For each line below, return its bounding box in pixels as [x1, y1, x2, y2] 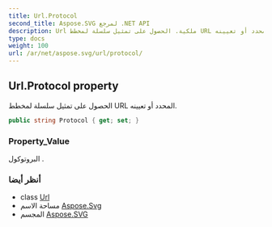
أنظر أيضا [8, 174, 41, 185]
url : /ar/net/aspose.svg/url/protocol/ [8, 49, 143, 57]
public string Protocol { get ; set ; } [8, 116, 139, 124]
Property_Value [8, 135, 70, 146]
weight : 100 [8, 42, 49, 50]
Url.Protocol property [8, 79, 119, 93]
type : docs [8, 34, 45, 43]
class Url [19, 192, 50, 202]
